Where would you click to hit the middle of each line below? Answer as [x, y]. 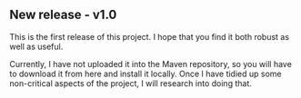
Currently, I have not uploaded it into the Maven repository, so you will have [151, 64]
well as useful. [36, 46]
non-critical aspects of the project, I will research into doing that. [130, 83]
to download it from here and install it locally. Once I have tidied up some [145, 73]
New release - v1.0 [63, 15]
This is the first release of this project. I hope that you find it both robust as [149, 36]
